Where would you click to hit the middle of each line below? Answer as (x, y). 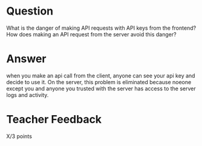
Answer (26, 59)
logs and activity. (28, 95)
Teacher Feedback (54, 120)
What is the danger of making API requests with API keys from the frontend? (101, 28)
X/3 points (19, 136)
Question (30, 11)
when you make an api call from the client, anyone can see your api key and (101, 75)
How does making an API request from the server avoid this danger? (91, 34)
